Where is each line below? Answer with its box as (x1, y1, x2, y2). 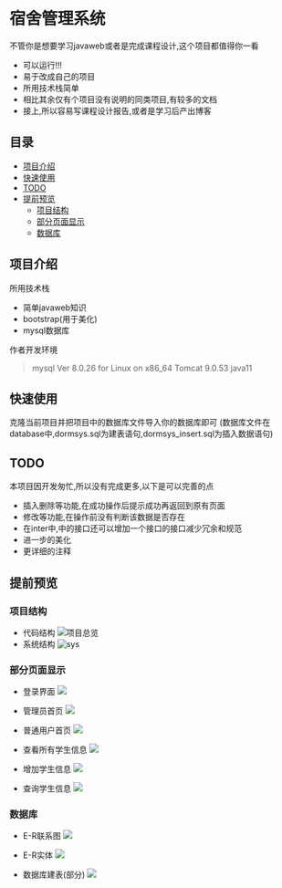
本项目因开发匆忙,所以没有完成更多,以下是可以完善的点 (9, 481, 214, 492)
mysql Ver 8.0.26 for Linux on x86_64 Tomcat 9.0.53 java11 (31, 362, 253, 373)
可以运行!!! (22, 59, 62, 70)
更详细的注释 (22, 546, 71, 557)
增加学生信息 (22, 764, 71, 775)
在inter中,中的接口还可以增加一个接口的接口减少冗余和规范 (22, 523, 243, 534)
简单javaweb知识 (22, 302, 87, 313)
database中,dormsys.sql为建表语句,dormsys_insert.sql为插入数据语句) (9, 428, 274, 439)
